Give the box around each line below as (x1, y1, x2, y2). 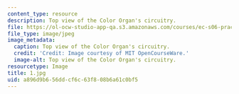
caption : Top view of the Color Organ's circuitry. (14, 43, 171, 50)
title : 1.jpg (7, 69, 46, 76)
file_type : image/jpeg (7, 30, 75, 37)
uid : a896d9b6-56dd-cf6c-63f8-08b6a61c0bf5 (7, 76, 139, 83)
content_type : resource (7, 10, 78, 18)
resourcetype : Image (7, 63, 69, 70)
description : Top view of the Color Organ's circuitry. (7, 17, 176, 24)
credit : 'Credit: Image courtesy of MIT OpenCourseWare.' (14, 50, 190, 57)
